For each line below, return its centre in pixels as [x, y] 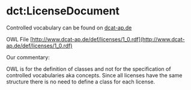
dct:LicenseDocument [63, 11]
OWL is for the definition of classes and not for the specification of [89, 69]
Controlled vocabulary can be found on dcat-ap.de [69, 28]
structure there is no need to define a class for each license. [80, 82]
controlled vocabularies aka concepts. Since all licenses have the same [94, 75]
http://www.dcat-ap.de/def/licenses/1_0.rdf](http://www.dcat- [108, 39]
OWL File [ [19, 39]
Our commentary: [28, 57]
